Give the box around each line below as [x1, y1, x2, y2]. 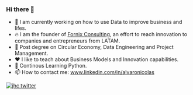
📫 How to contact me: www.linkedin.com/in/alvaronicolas [14, 69, 155, 76]
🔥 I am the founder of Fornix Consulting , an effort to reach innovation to [14, 31, 188, 38]
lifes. [14, 24, 26, 31]
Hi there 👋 [6, 5, 35, 13]
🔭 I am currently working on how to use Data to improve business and [14, 19, 182, 26]
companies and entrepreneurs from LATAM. [14, 37, 120, 44]
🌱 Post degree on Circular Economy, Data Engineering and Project [14, 44, 174, 51]
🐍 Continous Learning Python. [14, 62, 87, 69]
